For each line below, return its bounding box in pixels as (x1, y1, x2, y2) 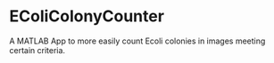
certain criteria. (9, 44, 65, 55)
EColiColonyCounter (9, 6, 165, 27)
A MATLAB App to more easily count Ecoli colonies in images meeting (9, 35, 266, 46)
